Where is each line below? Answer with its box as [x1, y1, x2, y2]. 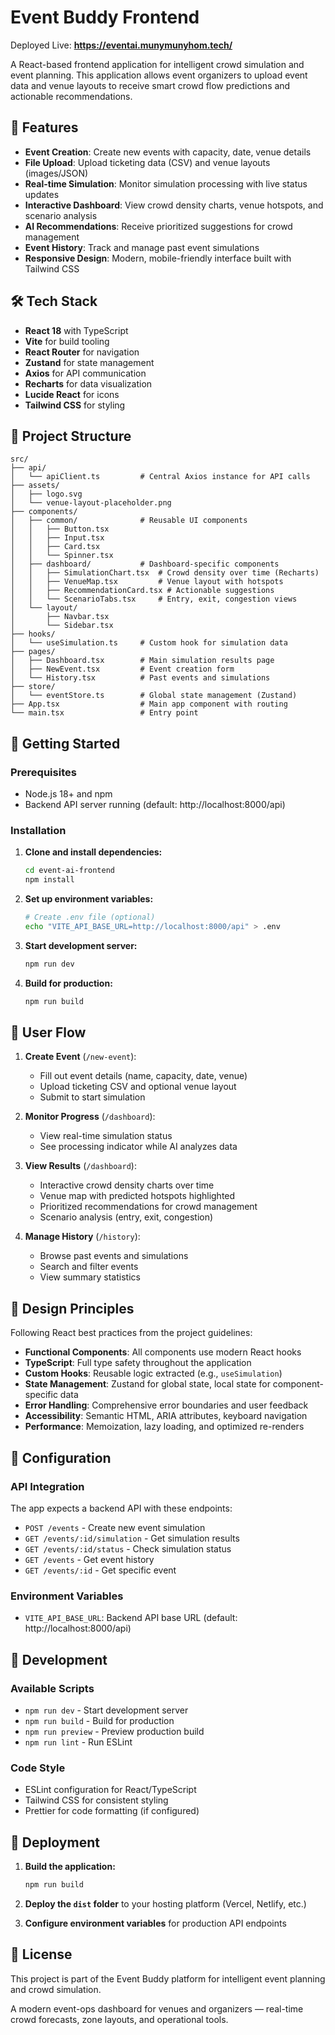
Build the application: [24, 1861, 116, 1873]
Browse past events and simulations [39, 1250, 189, 1262]
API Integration [10, 1479, 85, 1493]
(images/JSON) [24, 167, 89, 179]
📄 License [10, 1946, 73, 1963]
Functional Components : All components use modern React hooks [24, 1346, 302, 1358]
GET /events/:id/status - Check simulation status [24, 1542, 232, 1555]
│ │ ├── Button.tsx [10, 524, 110, 535]
